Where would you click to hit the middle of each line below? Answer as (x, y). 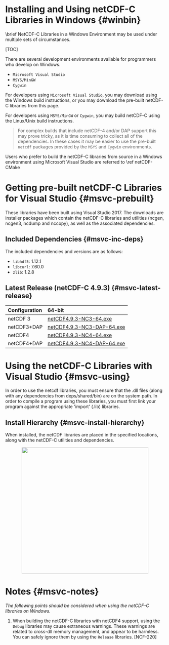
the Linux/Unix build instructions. (40, 120)
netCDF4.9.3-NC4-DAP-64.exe (86, 343)
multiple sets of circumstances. (38, 39)
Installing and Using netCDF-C (70, 9)
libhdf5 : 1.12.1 (27, 261)
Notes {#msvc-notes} (52, 592)
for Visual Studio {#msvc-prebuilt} (80, 199)
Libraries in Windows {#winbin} (73, 20)
